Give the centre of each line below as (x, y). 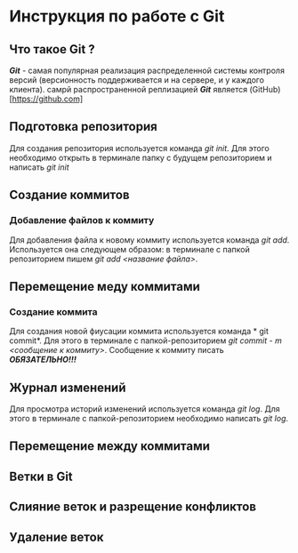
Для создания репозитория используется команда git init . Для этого (139, 148)
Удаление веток (56, 537)
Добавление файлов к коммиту (82, 220)
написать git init (39, 167)
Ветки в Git (41, 476)
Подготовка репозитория (83, 127)
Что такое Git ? (52, 49)
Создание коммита (53, 311)
